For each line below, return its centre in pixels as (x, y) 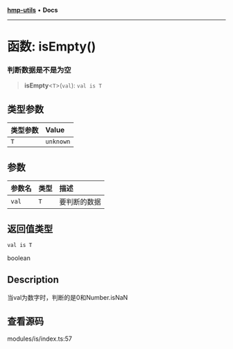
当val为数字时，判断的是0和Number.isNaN (68, 297)
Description (33, 280)
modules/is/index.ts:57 (40, 339)
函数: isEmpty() (52, 47)
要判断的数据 (80, 202)
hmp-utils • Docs (33, 10)
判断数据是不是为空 (39, 70)
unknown (58, 142)
